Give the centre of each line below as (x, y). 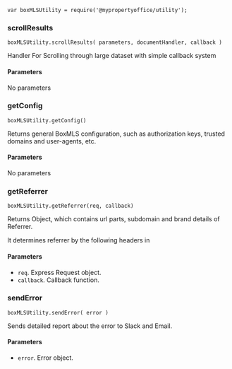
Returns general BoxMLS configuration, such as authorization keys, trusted (116, 134)
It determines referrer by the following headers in (79, 240)
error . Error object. (45, 358)
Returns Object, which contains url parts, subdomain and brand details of (114, 219)
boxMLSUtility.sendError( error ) (58, 312)
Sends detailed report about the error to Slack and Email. (90, 326)
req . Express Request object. (59, 272)
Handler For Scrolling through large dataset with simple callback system (112, 56)
